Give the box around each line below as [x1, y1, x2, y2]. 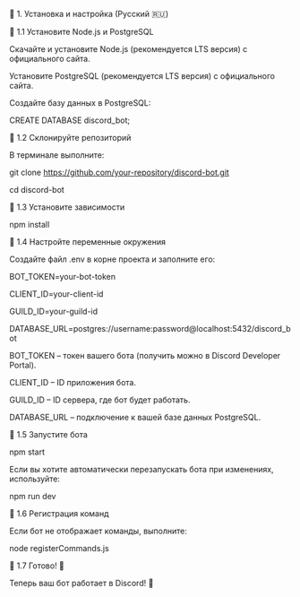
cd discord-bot [9, 185, 64, 195]
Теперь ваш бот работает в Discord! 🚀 [9, 578, 154, 588]
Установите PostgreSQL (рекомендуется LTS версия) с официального [9, 71, 276, 81]
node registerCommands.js [9, 543, 109, 553]
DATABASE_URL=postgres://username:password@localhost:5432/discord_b [9, 324, 291, 333]
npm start [9, 446, 46, 457]
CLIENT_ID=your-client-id [9, 289, 104, 299]
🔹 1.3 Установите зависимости [9, 202, 125, 212]
